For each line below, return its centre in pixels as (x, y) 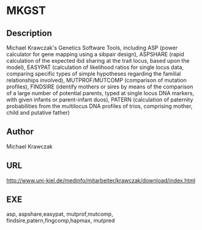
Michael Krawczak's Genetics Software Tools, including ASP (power (92, 48)
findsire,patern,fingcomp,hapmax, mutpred (61, 221)
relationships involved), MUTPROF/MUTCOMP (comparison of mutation (96, 80)
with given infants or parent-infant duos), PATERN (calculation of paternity (100, 99)
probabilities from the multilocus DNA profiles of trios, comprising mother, (99, 106)
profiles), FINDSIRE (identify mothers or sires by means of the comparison (100, 87)
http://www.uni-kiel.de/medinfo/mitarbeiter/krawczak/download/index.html (101, 180)
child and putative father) (38, 113)
